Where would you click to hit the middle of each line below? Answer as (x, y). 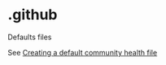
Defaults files (30, 37)
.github (33, 15)
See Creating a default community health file (83, 52)
